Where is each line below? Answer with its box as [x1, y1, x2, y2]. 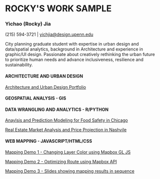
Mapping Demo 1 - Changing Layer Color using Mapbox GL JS [5, 149, 131, 155]
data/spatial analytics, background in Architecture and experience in [5, 46, 143, 52]
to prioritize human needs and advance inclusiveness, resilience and [5, 57, 144, 63]
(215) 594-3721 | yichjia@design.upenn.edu [5, 31, 94, 37]
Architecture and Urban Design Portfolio [5, 84, 86, 90]
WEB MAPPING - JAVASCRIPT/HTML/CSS [5, 138, 92, 144]
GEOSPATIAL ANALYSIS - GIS [5, 95, 66, 101]
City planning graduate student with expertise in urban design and [5, 41, 139, 47]
